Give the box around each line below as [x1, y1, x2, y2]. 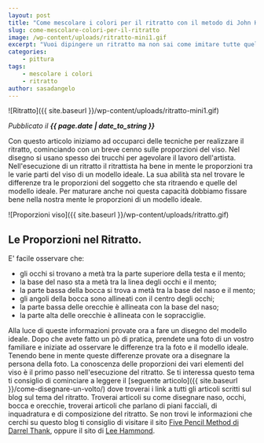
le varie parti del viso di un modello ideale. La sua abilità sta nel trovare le [8, 170, 245, 179]
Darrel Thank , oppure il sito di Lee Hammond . [8, 426, 156, 436]
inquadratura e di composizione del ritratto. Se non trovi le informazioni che [8, 409, 253, 419]
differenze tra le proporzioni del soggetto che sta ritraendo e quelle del [8, 178, 237, 188]
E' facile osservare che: [8, 254, 85, 263]
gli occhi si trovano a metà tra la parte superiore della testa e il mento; [19, 269, 246, 279]
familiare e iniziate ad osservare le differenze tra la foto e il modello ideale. [8, 342, 249, 352]
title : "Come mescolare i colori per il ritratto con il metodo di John [8, 19, 251, 27]
